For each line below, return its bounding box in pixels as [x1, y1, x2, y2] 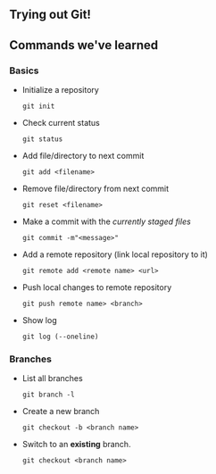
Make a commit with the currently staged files [21, 216, 192, 227]
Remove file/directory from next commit [21, 183, 170, 195]
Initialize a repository [21, 85, 100, 96]
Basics [9, 64, 39, 77]
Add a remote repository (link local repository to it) [21, 249, 208, 260]
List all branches [21, 373, 83, 384]
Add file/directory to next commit [21, 151, 145, 162]
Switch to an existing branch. [21, 439, 131, 450]
